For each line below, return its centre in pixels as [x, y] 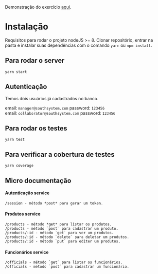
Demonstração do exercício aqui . [38, 7]
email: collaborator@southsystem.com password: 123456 [60, 113]
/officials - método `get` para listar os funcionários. [64, 262]
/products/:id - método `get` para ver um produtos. [60, 233]
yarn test [15, 140]
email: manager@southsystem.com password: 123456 [55, 108]
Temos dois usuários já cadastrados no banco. [52, 98]
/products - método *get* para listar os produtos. [58, 224]
